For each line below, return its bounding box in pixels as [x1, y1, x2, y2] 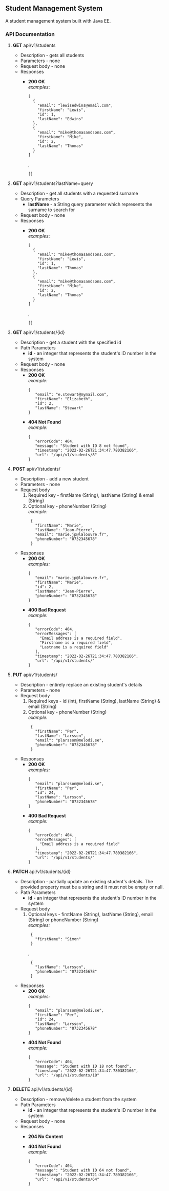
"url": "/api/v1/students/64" [35, 1177, 100, 1182]
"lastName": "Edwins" [37, 117, 83, 122]
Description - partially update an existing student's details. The [20, 879, 154, 885]
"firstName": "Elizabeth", [35, 397, 93, 402]
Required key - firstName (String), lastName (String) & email [28, 492, 155, 498]
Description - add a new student [20, 476, 89, 482]
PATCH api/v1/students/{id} [12, 868, 71, 875]
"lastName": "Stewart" [35, 405, 83, 411]
